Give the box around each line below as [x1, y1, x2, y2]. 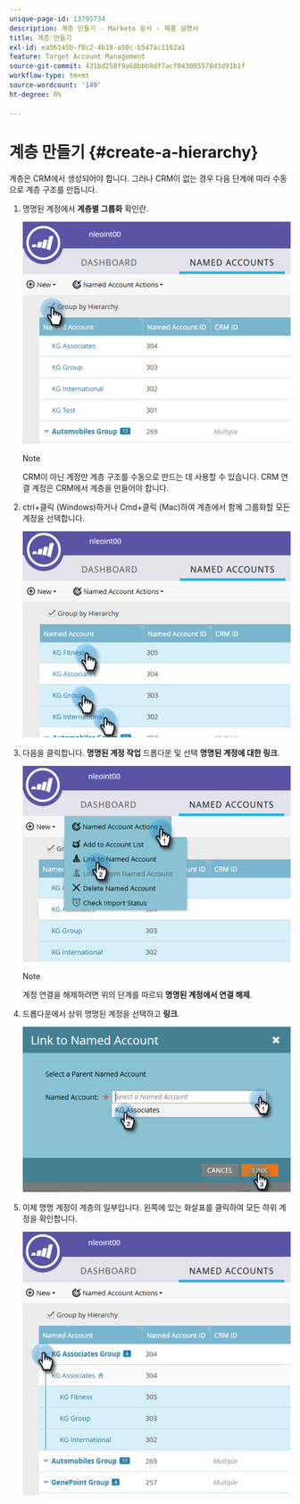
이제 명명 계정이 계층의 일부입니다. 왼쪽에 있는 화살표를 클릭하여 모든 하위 [21, 1201, 278, 1213]
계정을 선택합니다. [21, 512, 85, 523]
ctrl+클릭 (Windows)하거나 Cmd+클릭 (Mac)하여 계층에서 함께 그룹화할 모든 [21, 502, 290, 512]
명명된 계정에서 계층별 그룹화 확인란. [21, 203, 149, 214]
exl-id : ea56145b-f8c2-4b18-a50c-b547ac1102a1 [9, 43, 186, 52]
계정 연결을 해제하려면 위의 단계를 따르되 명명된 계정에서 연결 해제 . [21, 989, 253, 1000]
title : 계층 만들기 [9, 33, 72, 42]
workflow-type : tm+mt [9, 72, 90, 81]
